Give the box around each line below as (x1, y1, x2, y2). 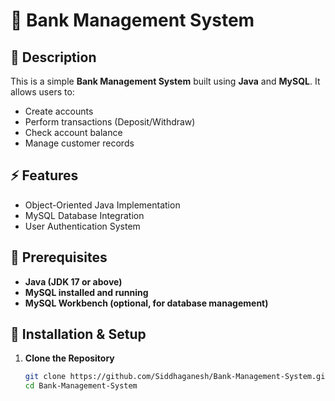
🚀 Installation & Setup (10, 326, 147, 343)
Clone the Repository (24, 352, 115, 364)
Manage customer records (24, 137, 135, 149)
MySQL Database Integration (24, 209, 145, 221)
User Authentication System (24, 220, 141, 232)
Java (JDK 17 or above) (24, 275, 123, 288)
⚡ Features (10, 167, 79, 184)
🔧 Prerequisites (10, 249, 108, 266)
